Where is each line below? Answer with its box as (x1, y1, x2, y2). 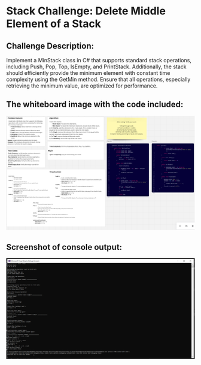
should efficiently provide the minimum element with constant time (6, 70, 170, 76)
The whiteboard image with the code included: (6, 99, 184, 110)
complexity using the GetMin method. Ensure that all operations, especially (6, 76, 191, 83)
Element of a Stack (6, 17, 102, 31)
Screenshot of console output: (6, 242, 123, 252)
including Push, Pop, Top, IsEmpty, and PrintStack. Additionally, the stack (6, 63, 187, 70)
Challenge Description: (6, 41, 95, 51)
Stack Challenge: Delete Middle (6, 4, 166, 18)
